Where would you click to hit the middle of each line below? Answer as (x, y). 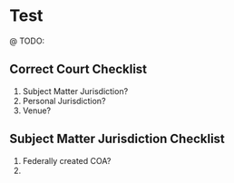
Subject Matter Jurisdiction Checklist (117, 139)
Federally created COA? (67, 160)
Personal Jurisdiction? (64, 101)
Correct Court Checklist (78, 69)
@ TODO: (27, 41)
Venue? (37, 111)
